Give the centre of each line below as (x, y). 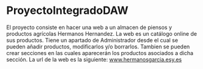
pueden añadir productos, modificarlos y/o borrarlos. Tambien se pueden (98, 47)
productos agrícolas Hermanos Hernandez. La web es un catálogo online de (102, 33)
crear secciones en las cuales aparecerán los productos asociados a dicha (100, 53)
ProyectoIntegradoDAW (67, 11)
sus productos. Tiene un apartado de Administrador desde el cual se (92, 40)
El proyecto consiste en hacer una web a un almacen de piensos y (89, 27)
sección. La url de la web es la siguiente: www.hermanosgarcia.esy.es (94, 59)
